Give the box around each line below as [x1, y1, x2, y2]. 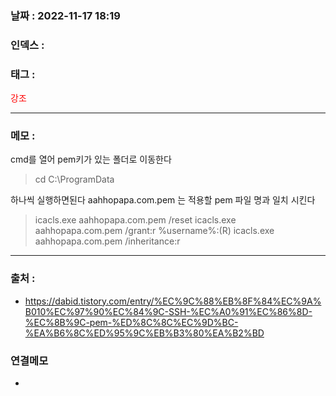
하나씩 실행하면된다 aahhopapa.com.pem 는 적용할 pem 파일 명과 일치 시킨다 [10, 194, 316, 206]
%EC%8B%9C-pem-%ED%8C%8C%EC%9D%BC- [24, 316, 239, 328]
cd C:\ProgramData [34, 173, 115, 186]
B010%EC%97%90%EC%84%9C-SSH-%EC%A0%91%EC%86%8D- [24, 305, 313, 317]
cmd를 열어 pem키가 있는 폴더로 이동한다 [10, 153, 172, 166]
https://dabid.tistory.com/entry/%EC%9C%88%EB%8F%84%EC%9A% [24, 295, 322, 307]
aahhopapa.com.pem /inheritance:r [34, 235, 181, 247]
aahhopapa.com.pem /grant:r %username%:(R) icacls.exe [34, 225, 275, 237]
